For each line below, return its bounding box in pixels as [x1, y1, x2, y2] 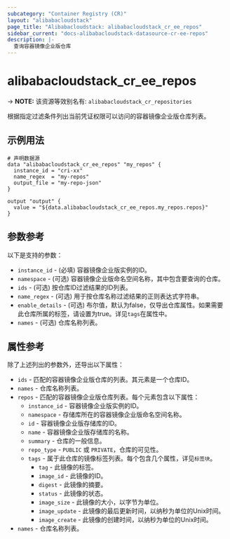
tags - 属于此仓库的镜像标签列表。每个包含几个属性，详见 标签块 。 [27, 454, 217, 463]
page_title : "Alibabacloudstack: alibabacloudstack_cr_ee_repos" [7, 23, 202, 30]
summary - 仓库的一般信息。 [27, 437, 107, 445]
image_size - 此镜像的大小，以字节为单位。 [38, 498, 163, 507]
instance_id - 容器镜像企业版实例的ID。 [27, 402, 143, 410]
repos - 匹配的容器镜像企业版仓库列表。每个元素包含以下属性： [17, 393, 200, 402]
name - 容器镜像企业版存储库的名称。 [27, 428, 133, 437]
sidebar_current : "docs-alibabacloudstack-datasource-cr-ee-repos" [7, 29, 209, 37]
